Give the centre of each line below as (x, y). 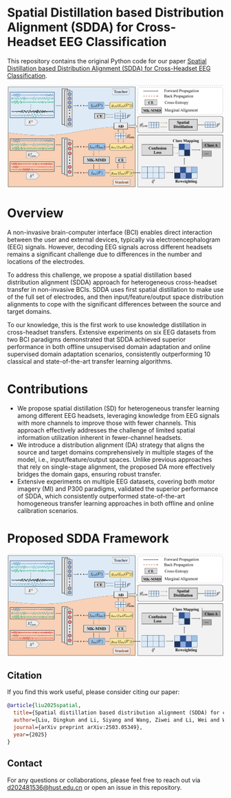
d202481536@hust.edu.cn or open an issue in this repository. (95, 787)
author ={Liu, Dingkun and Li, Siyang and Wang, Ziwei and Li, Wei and (117, 720)
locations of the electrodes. (46, 261)
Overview (35, 213)
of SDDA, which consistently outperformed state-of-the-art (101, 496)
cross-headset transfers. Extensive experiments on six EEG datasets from (112, 332)
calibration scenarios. (48, 510)
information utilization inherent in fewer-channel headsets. (100, 437)
